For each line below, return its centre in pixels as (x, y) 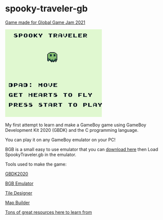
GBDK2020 (17, 173)
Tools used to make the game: (36, 164)
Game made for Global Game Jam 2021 (45, 22)
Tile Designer (19, 193)
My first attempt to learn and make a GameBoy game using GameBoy (76, 125)
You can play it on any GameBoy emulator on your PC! (60, 140)
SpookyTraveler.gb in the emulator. (41, 155)
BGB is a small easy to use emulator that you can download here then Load (82, 149)
